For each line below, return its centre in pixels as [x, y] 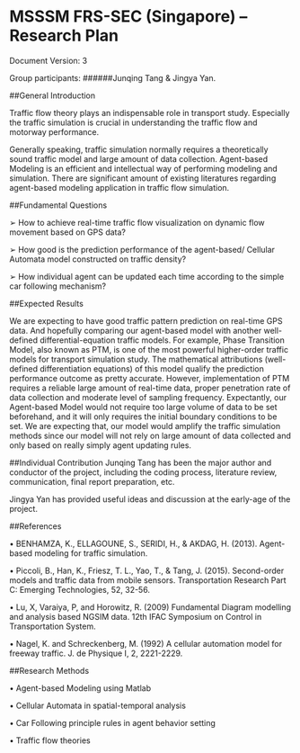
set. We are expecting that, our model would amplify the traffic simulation [145, 426]
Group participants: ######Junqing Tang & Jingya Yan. [113, 77]
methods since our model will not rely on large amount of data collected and [150, 435]
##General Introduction [53, 95]
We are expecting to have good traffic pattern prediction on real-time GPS [146, 320]
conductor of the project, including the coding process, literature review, [143, 472]
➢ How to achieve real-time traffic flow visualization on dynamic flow [137, 222]
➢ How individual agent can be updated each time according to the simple [147, 276]
